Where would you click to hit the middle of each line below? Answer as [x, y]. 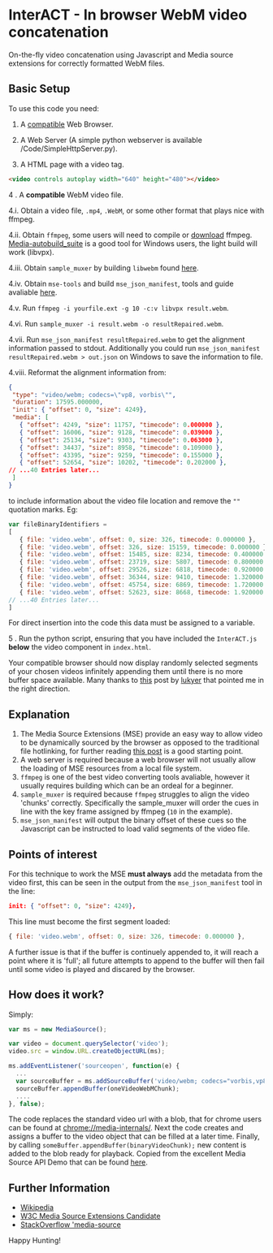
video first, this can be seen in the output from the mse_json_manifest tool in [135, 882]
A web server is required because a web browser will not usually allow [138, 760]
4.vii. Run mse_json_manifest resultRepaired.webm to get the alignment [127, 339]
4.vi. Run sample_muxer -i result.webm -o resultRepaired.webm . [116, 323]
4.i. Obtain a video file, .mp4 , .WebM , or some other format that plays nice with [136, 210]
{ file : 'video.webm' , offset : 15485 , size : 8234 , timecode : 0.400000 [141, 555]
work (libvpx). [31, 252]
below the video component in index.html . [80, 647]
